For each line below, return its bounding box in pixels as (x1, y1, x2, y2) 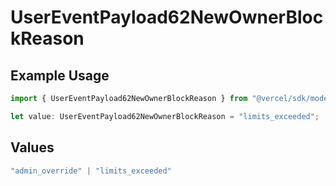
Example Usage (10, 67, 110, 84)
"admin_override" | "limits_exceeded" (10, 166, 172, 176)
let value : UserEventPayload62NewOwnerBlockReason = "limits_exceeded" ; (10, 111, 320, 121)
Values (10, 139, 55, 156)
